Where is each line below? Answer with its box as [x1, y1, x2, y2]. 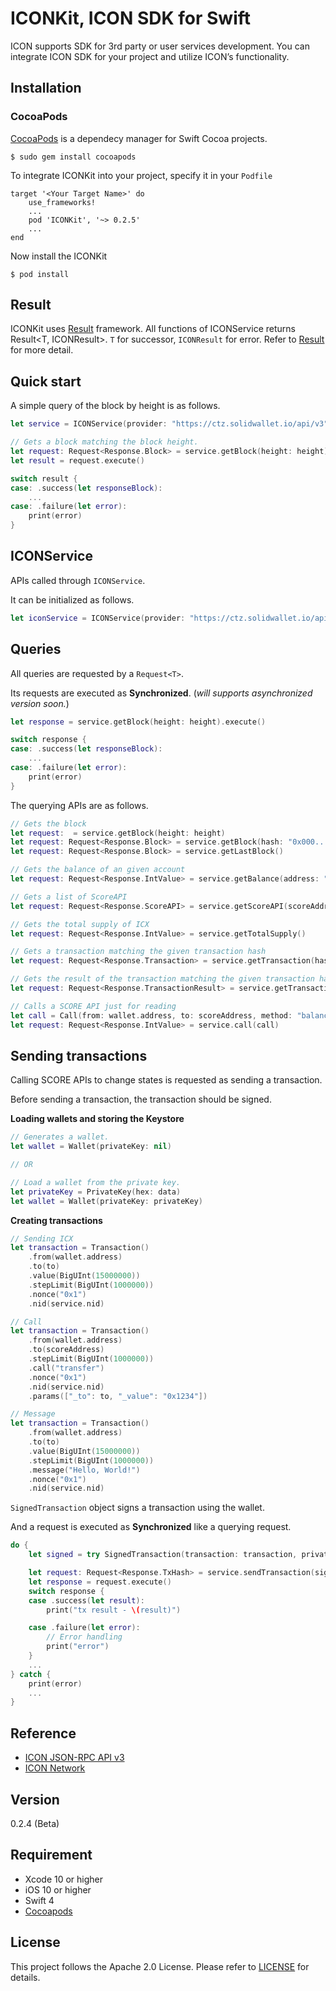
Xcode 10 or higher [24, 1873, 104, 1885]
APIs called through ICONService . [10, 574, 146, 586]
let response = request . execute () [28, 1577, 172, 1587]
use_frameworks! [28, 197, 97, 207]
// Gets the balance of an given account [10, 865, 186, 875]
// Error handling [46, 1632, 123, 1642]
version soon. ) [10, 697, 70, 709]
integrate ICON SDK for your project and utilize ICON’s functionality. [10, 50, 290, 62]
